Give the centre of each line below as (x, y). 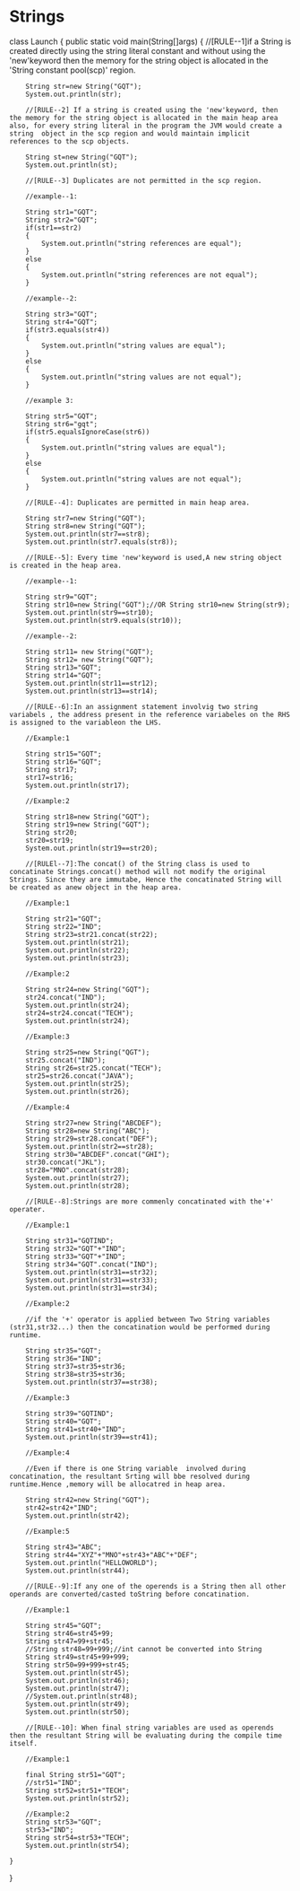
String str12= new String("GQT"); (90, 660)
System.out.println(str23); (77, 958)
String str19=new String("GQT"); (88, 824)
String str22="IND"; (64, 926)
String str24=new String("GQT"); (88, 989)
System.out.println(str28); (77, 1186)
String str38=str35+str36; (76, 1374)
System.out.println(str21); (77, 942)
